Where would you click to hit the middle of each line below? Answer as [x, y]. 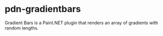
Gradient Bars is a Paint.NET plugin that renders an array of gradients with [81, 23]
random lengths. [22, 28]
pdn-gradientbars [43, 9]
